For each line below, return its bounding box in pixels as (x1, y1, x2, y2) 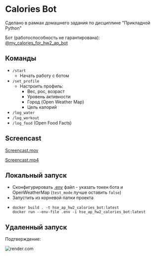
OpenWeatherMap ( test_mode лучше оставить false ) (12, 189, 121, 196)
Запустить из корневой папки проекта (12, 195, 94, 201)
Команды (5, 54, 37, 63)
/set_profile (12, 79, 40, 84)
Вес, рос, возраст (27, 88, 65, 94)
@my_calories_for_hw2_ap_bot (5, 40, 68, 45)
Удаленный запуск (5, 223, 67, 231)
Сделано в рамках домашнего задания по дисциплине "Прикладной (5, 20, 151, 26)
